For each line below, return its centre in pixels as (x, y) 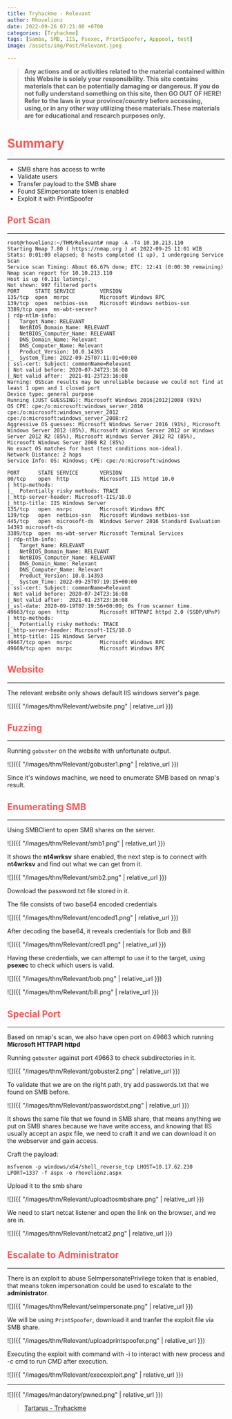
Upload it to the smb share (45, 1186)
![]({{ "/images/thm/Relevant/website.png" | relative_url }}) (90, 706)
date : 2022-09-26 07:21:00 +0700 (55, 26)
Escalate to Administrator (63, 1255)
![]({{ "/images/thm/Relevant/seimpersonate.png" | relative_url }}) (100, 1306)
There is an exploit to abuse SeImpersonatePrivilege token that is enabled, (113, 1278)
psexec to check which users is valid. (61, 965)
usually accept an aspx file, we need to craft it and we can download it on (112, 1133)
